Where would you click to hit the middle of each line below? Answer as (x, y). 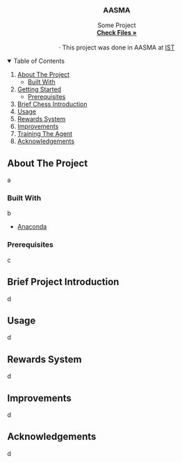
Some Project (117, 25)
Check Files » (117, 33)
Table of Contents (39, 61)
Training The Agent (45, 134)
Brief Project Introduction (63, 282)
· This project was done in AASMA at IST (117, 47)
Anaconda (32, 227)
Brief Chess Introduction (52, 104)
